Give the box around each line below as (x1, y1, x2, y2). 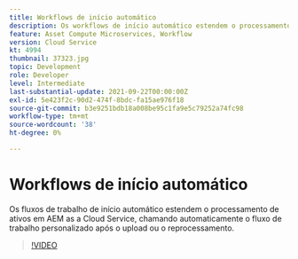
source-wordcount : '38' (9, 121, 98, 129)
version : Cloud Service (9, 37, 98, 47)
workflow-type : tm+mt (9, 112, 90, 121)
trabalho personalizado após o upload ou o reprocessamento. (9, 223, 235, 233)
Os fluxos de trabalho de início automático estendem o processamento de (9, 203, 279, 214)
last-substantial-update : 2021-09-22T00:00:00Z (9, 87, 189, 96)
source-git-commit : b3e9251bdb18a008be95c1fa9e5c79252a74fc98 (9, 104, 244, 113)
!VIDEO (30, 239, 58, 250)
